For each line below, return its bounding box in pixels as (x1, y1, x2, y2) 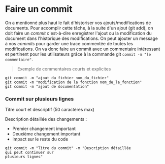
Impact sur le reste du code (12, 136, 68, 142)
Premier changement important (12, 126, 76, 131)
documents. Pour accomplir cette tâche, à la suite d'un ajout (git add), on (5, 25, 154, 31)
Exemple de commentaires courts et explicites (17, 66, 111, 72)
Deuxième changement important (12, 131, 80, 137)
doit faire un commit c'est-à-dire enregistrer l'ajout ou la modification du (5, 30, 152, 36)
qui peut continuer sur (5, 150, 54, 155)
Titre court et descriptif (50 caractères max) (5, 107, 95, 113)
